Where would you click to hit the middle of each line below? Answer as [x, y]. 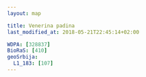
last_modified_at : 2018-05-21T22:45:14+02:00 [73, 32]
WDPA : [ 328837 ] [29, 44]
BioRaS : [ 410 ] [27, 51]
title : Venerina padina [41, 26]
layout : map [24, 13]
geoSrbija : [23, 57]
